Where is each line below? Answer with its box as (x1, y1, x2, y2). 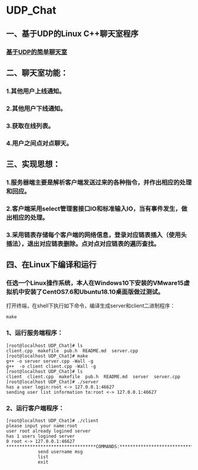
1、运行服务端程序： (6, 329, 64, 337)
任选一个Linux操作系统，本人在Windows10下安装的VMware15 (6, 279, 184, 287)
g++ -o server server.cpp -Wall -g (6, 358, 94, 364)
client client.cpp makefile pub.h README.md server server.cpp (6, 374, 181, 380)
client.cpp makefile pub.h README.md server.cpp (6, 348, 138, 354)
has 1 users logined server (6, 433, 75, 439)
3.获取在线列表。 (6, 122, 55, 130)
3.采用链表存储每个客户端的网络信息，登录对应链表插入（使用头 (6, 231, 187, 239)
